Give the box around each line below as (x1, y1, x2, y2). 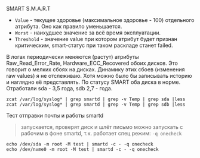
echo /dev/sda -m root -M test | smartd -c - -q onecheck (6, 141, 153, 147)
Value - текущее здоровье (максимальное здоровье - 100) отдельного (14, 17, 195, 23)
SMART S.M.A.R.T (6, 5, 51, 12)
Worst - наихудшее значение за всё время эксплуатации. (14, 29, 161, 36)
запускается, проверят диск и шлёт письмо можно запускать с (20, 124, 183, 130)
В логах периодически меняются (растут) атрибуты (6, 53, 139, 60)
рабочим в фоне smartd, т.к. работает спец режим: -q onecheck (20, 130, 182, 137)
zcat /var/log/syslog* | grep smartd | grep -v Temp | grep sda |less (6, 96, 186, 102)
